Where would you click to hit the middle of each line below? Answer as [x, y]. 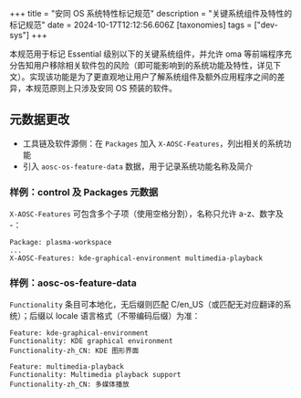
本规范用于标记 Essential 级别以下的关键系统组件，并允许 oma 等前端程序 [147, 54]
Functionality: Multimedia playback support [95, 375]
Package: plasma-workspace [61, 243]
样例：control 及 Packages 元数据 [84, 192]
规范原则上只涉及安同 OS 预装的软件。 [105, 88]
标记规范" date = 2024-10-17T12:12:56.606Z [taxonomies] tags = [131, 25]
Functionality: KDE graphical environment [91, 341]
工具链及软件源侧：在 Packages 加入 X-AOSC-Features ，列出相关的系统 [153, 143]
